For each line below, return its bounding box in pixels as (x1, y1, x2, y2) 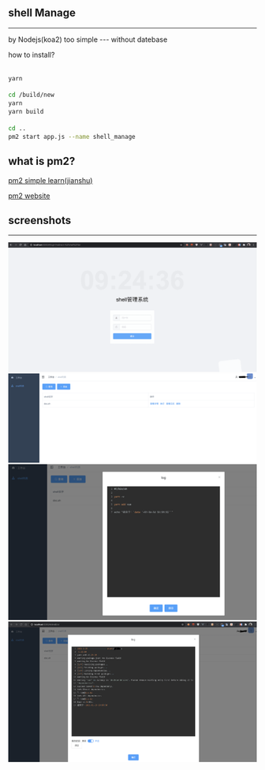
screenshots (8, 213, 72, 227)
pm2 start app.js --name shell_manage (8, 133, 136, 140)
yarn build (8, 108, 44, 116)
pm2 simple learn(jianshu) (8, 175, 93, 185)
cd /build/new (8, 91, 55, 99)
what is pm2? (8, 155, 76, 168)
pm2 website (8, 191, 50, 200)
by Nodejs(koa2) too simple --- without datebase (8, 35, 168, 44)
